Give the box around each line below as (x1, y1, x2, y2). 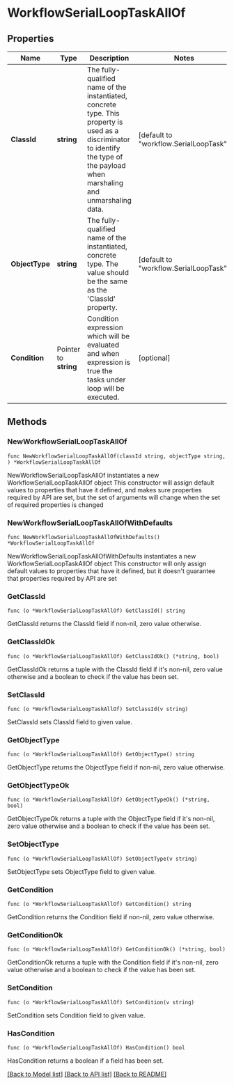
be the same (86, 276, 127, 286)
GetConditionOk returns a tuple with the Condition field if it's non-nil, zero (7, 958, 219, 967)
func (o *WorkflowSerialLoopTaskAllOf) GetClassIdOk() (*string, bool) (7, 653, 219, 659)
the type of (86, 152, 123, 162)
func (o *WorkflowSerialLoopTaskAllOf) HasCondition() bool (7, 1044, 186, 1051)
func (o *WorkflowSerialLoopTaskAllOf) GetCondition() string (7, 900, 192, 908)
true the (86, 366, 113, 375)
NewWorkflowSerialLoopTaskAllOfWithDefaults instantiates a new (7, 552, 196, 560)
